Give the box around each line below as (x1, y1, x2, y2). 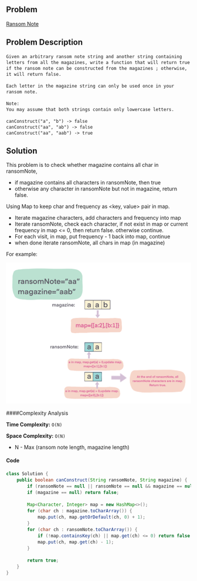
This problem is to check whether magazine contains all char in (6, 162, 159, 169)
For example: (6, 251, 38, 258)
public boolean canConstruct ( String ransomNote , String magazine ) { (16, 477, 188, 483)
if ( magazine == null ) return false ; (27, 489, 119, 495)
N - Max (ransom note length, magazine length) (14, 444, 130, 451)
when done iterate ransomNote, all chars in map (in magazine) (14, 239, 165, 246)
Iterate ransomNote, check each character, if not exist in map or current (14, 220, 188, 228)
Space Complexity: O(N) (6, 432, 66, 439)
